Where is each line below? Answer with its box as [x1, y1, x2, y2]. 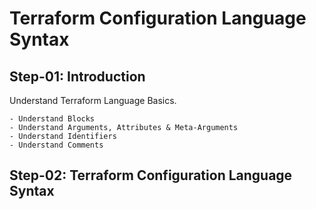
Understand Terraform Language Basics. [9, 95, 177, 106]
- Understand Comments [9, 140, 104, 150]
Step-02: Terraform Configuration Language [9, 167, 293, 184]
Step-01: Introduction [9, 68, 146, 85]
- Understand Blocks [9, 114, 96, 124]
